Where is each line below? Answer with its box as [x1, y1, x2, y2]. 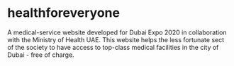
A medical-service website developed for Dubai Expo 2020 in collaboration [7, 28, 227, 37]
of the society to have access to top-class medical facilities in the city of [7, 43, 219, 51]
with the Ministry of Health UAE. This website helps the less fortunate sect [7, 35, 225, 44]
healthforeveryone [7, 5, 121, 21]
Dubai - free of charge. [7, 51, 74, 59]
